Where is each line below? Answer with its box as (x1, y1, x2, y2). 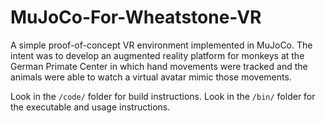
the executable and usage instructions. (10, 101, 171, 113)
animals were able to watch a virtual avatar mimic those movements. (10, 71, 292, 83)
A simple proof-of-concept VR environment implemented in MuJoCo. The (10, 39, 313, 51)
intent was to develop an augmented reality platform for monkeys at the (10, 49, 305, 61)
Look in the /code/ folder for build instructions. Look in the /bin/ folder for (10, 90, 316, 102)
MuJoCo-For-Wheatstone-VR (10, 6, 262, 29)
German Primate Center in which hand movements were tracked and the (10, 60, 308, 72)
